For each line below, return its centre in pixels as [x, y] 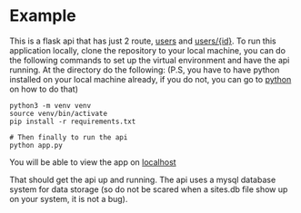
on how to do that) [44, 89]
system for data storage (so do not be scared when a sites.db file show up [149, 189]
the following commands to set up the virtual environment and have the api [150, 60]
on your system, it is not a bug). [69, 198]
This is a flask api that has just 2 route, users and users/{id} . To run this [143, 41]
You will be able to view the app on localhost [93, 162]
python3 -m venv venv [50, 105]
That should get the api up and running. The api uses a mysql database [143, 179]
